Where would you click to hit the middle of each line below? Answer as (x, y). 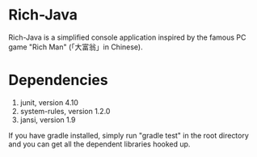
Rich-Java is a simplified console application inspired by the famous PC (127, 37)
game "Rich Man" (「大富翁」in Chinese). (76, 47)
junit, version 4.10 (49, 102)
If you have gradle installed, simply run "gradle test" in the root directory (128, 135)
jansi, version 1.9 (48, 120)
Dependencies (58, 81)
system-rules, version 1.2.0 (65, 111)
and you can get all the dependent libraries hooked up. (99, 144)
